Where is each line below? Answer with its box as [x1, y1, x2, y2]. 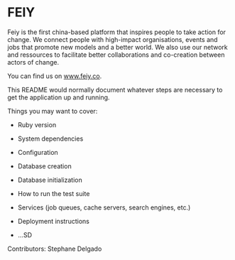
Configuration [17, 148, 58, 156]
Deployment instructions [17, 217, 90, 225]
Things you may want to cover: [7, 107, 98, 115]
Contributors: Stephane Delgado [7, 244, 102, 253]
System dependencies [17, 134, 84, 143]
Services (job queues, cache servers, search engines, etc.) [17, 203, 191, 212]
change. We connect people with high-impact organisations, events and [7, 35, 218, 43]
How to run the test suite [17, 189, 90, 197]
